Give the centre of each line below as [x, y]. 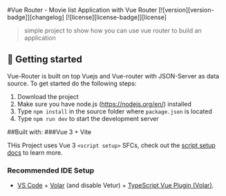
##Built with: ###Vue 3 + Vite [49, 132]
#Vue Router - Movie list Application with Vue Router [82, 10]
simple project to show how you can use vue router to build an [113, 31]
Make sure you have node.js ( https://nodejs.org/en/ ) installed [104, 104]
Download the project [48, 96]
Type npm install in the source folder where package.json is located [115, 111]
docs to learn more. [35, 152]
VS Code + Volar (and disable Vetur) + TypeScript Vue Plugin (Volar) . [115, 186]
